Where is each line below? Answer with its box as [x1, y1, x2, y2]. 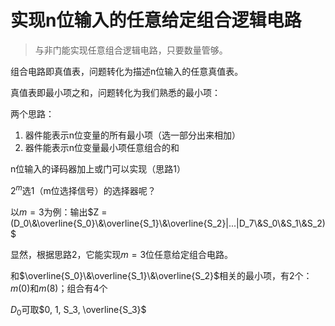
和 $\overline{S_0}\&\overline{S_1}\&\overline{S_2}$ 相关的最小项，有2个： [10, 269, 313, 281]
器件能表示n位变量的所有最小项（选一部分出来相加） [24, 129, 242, 141]
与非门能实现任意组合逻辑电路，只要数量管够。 [34, 44, 228, 56]
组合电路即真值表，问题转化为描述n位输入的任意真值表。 [10, 65, 244, 77]
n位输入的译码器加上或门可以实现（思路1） [10, 162, 186, 175]
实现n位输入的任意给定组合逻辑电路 [10, 9, 302, 32]
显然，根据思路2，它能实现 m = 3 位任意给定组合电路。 [10, 248, 234, 260]
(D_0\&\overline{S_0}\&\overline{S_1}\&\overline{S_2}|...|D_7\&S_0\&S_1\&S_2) [10, 217, 326, 229]
